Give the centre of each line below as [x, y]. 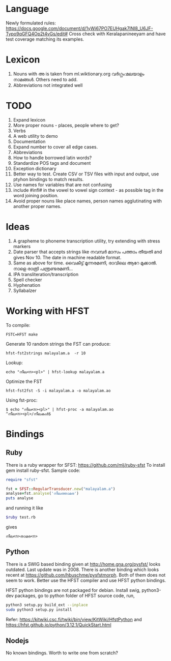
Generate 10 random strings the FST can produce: [58, 344]
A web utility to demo [35, 136]
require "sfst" [22, 479]
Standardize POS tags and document [52, 163]
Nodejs [18, 641]
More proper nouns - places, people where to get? [66, 125]
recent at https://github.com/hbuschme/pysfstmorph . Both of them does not [86, 575]
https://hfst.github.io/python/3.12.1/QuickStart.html [59, 625]
